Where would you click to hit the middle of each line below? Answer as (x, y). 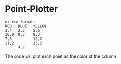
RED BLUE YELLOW (26, 26)
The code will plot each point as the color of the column (61, 56)
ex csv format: (20, 22)
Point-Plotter (31, 9)
